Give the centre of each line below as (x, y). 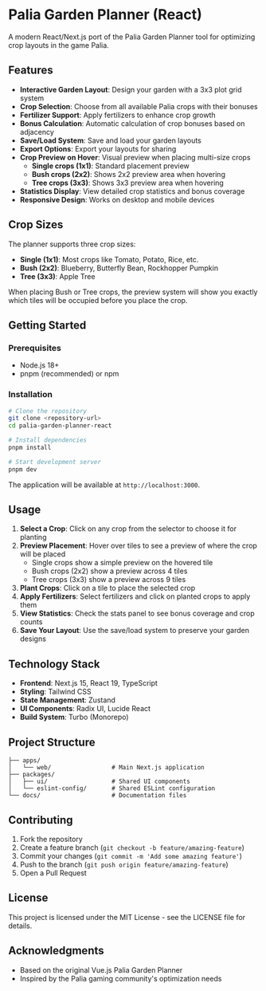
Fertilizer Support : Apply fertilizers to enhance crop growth (117, 115)
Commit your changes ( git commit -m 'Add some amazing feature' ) (131, 855)
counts (31, 622)
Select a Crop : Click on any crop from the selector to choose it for (128, 529)
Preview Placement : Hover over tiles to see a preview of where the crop (138, 546)
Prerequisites (35, 348)
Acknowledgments (57, 951)
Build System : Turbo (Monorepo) (74, 717)
